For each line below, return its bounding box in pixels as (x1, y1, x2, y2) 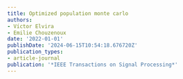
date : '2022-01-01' (7, 36, 64, 43)
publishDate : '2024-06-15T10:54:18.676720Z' (7, 42, 138, 49)
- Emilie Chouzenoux (7, 29, 67, 36)
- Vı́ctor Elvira (7, 23, 54, 30)
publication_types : (7, 49, 64, 56)
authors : (7, 16, 33, 23)
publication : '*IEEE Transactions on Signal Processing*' (7, 61, 178, 68)
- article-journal (7, 55, 60, 62)
